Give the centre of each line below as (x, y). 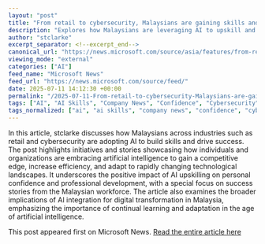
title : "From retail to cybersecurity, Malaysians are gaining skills (127, 23)
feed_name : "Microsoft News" (56, 74)
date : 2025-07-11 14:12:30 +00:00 (65, 89)
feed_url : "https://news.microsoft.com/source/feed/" (99, 81)
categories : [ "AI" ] (40, 67)
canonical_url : (33, 52)
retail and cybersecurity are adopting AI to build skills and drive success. (126, 141)
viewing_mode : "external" (50, 60)
